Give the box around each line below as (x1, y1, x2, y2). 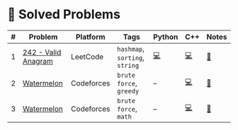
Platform (75, 32, 106, 42)
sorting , (116, 52, 145, 62)
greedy (116, 87, 140, 95)
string (116, 61, 140, 69)
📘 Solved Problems (7, 6, 120, 23)
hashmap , (116, 44, 145, 54)
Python (153, 32, 178, 42)
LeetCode (70, 52, 104, 61)
